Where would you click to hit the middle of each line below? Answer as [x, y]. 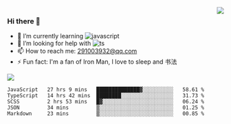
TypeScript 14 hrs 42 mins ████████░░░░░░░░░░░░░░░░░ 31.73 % [106, 96]
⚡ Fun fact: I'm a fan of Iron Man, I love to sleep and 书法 [97, 62]
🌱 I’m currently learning [50, 36]
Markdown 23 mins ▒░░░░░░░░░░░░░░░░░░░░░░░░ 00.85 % [106, 114]
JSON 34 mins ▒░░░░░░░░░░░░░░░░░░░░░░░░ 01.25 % [106, 108]
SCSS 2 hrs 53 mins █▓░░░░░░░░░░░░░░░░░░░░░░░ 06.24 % [106, 102]
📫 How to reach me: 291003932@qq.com [77, 51]
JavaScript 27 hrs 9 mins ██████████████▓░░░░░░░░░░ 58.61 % [106, 90]
